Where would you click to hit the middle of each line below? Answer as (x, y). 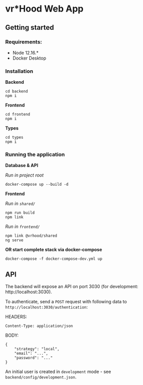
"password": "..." (33, 358)
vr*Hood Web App (45, 9)
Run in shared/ (20, 204)
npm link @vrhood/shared (31, 236)
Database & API (22, 166)
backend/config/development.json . (41, 377)
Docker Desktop (29, 58)
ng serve (14, 240)
